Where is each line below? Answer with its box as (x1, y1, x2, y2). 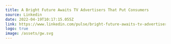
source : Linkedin (5, 12, 42, 17)
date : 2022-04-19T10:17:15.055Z (5, 17, 74, 22)
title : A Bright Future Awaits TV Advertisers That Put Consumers (5, 7, 149, 13)
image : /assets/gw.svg (5, 31, 53, 36)
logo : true (5, 26, 28, 31)
